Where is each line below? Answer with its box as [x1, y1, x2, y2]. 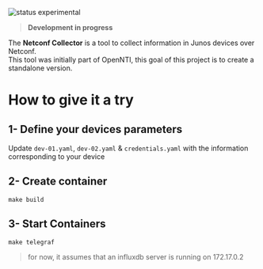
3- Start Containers [8, 218, 106, 231]
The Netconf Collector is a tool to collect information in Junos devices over [8, 38, 255, 47]
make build [8, 195, 44, 203]
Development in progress [27, 23, 113, 32]
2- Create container [8, 175, 108, 188]
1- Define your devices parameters [8, 123, 183, 136]
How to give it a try [8, 91, 135, 109]
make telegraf [8, 238, 55, 246]
